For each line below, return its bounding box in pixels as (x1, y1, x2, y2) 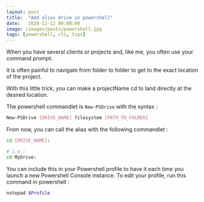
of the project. (6, 73, 42, 80)
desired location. (6, 91, 49, 99)
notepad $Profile (6, 190, 51, 196)
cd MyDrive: (6, 154, 37, 160)
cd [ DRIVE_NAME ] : (6, 138, 51, 144)
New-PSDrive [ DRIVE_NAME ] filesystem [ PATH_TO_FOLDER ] (6, 115, 149, 121)
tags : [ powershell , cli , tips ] (6, 32, 86, 38)
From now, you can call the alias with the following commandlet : (6, 126, 169, 133)
